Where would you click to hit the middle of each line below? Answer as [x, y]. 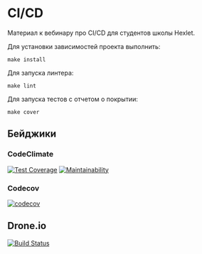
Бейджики [32, 134]
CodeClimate [31, 154]
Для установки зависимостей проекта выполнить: [84, 46]
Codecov [23, 188]
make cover [23, 112]
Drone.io [27, 226]
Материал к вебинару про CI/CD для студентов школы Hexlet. [101, 33]
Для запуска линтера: [41, 73]
